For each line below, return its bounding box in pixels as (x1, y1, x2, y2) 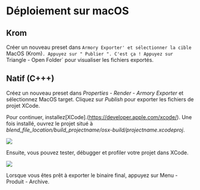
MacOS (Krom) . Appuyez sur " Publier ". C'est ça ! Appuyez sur (6, 50, 174, 57)
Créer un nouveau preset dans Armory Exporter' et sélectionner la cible (6, 43, 192, 51)
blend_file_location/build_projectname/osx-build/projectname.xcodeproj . (6, 126, 185, 133)
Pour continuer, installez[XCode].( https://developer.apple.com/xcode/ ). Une (6, 113, 192, 120)
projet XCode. (6, 102, 40, 109)
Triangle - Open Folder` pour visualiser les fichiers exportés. (6, 57, 154, 63)
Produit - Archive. (6, 177, 49, 185)
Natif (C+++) (6, 73, 55, 84)
